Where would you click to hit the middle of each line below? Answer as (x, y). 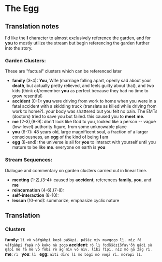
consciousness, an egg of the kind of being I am (60, 137)
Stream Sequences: (29, 160)
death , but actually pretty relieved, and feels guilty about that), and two (83, 86)
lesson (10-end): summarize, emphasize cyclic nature (66, 200)
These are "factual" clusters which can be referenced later (63, 71)
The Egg (22, 8)
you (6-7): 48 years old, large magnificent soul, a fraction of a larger (80, 132)
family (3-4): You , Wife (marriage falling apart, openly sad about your (81, 81)
